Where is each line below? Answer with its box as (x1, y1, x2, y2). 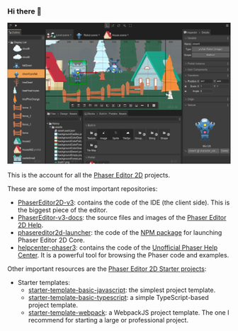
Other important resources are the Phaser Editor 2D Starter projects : (7, 265, 207, 273)
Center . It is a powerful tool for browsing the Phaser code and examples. (17, 250, 229, 259)
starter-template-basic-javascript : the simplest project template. (28, 286, 216, 294)
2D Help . (17, 221, 44, 229)
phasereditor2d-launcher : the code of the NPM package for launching (17, 228, 222, 236)
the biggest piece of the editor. (17, 205, 108, 214)
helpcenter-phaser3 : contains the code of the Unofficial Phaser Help (17, 243, 218, 252)
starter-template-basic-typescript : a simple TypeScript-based (28, 293, 209, 301)
